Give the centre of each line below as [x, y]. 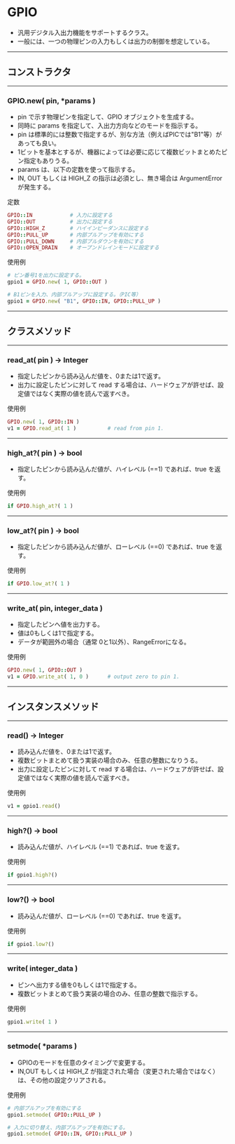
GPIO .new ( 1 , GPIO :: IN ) [43, 422]
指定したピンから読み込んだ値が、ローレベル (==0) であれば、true [113, 547]
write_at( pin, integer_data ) [55, 608]
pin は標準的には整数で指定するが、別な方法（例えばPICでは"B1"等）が [120, 135]
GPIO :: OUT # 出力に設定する [60, 222]
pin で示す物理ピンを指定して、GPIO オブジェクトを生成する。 [107, 117]
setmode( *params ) [42, 1046]
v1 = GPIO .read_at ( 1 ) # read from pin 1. [86, 428]
